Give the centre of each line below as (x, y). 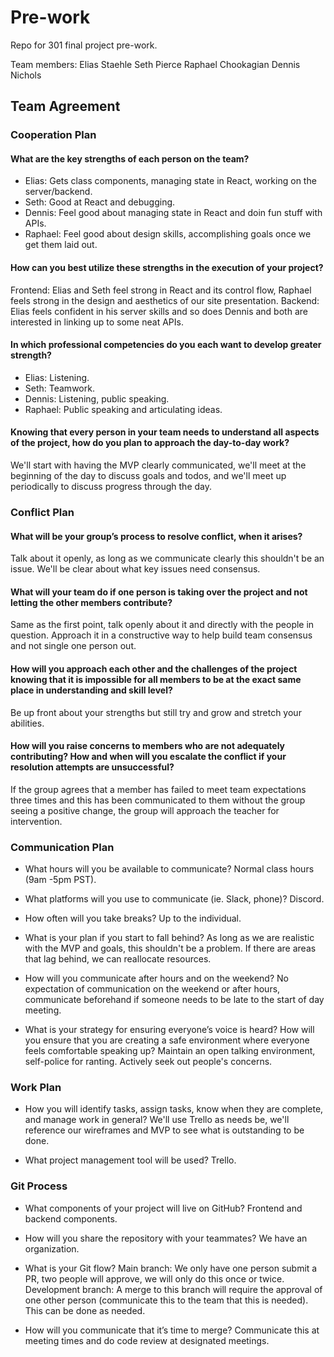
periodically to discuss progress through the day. (111, 487)
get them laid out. (61, 245)
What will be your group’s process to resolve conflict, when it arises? (156, 536)
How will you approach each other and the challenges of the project (154, 668)
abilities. (27, 723)
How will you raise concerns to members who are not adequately (148, 746)
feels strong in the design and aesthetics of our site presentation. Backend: (165, 300)
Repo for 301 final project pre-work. (84, 45)
